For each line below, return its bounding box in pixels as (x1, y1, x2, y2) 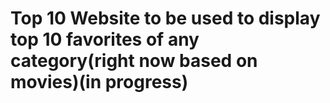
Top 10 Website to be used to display (10, 7, 321, 30)
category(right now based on (10, 50, 258, 72)
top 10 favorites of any (10, 28, 200, 51)
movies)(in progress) (10, 71, 189, 94)
